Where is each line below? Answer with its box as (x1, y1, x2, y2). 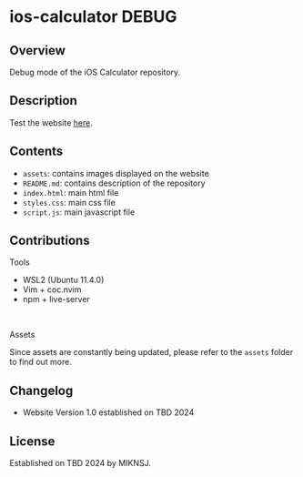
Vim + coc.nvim (22, 284, 82, 295)
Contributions (9, 233, 90, 249)
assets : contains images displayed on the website (22, 167, 209, 178)
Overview (9, 43, 66, 58)
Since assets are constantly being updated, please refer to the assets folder (9, 347, 294, 358)
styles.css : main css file (22, 197, 116, 208)
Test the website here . (9, 117, 93, 128)
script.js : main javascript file (22, 207, 136, 218)
